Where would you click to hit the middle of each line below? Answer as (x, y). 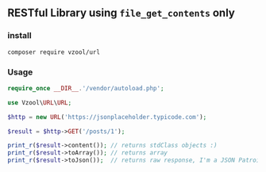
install (20, 36)
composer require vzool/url (54, 52)
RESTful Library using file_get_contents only (121, 13)
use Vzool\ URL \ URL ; (40, 102)
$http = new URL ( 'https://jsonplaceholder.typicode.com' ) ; (107, 117)
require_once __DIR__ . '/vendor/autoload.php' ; (86, 88)
